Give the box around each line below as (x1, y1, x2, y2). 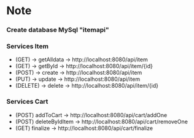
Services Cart (6, 98, 49, 106)
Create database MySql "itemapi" (6, 26, 109, 34)
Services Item (6, 42, 49, 51)
